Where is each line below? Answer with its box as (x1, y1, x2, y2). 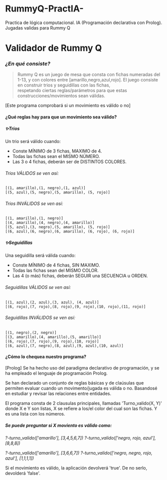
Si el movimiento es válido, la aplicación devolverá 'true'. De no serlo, (5, 464, 148, 470)
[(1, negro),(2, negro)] (5, 330, 57, 335)
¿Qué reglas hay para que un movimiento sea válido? (5, 114, 117, 120)
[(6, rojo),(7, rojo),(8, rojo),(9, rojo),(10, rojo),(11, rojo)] (5, 304, 146, 309)
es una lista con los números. (5, 410, 66, 416)
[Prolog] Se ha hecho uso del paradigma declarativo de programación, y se (5, 364, 160, 370)
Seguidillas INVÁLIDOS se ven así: (5, 314, 76, 320)
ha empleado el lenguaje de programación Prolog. (5, 370, 108, 376)
